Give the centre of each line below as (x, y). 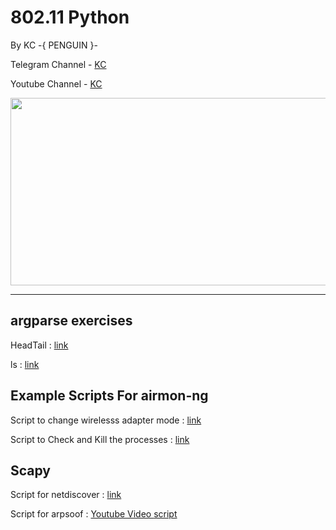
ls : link (25, 364)
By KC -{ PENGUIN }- (54, 45)
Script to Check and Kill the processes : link (100, 439)
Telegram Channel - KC (58, 64)
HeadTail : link (39, 345)
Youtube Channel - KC (56, 83)
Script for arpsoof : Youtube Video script (94, 514)
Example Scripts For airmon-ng (109, 396)
